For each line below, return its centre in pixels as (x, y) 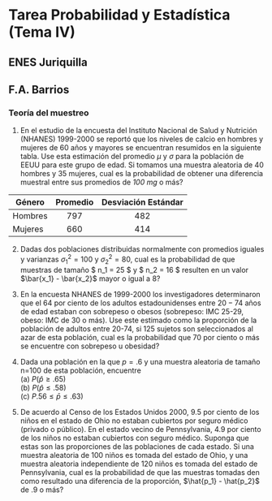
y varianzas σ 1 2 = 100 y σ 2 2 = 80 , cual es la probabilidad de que (127, 259)
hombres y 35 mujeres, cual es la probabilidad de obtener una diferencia (142, 174)
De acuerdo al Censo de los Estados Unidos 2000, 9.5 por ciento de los (140, 412)
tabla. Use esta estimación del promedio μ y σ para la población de (132, 157)
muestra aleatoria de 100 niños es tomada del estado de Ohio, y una (134, 455)
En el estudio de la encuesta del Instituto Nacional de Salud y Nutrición (138, 131)
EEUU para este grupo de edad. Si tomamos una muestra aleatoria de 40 (142, 165)
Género (30, 202)
